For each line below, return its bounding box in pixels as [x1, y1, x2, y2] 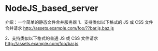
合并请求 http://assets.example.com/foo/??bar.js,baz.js [5, 25, 115, 31]
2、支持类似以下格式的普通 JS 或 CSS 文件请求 [5, 35, 98, 41]
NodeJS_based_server [5, 3, 99, 14]
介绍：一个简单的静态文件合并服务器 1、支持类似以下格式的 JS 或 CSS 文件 [5, 19, 154, 25]
